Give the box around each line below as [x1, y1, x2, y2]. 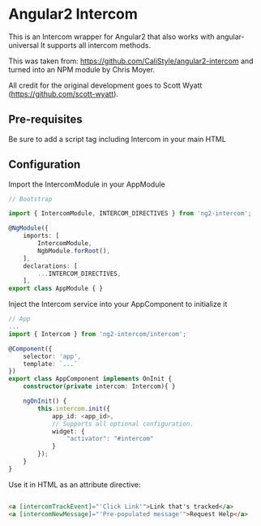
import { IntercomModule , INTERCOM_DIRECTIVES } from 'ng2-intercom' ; [8, 209, 252, 218]
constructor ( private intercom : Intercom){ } [23, 382, 176, 390]
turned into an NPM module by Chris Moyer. [8, 64, 156, 74]
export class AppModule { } [8, 285, 104, 293]
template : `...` [23, 360, 79, 368]
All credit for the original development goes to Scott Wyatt [8, 80, 203, 90]
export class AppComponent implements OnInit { [8, 375, 173, 383]
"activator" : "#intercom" [66, 435, 154, 443]
